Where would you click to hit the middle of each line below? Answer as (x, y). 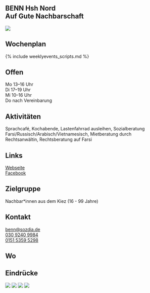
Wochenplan (26, 44)
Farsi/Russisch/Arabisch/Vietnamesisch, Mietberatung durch (68, 134)
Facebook (16, 173)
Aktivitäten (23, 116)
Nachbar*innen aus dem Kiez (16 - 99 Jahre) (52, 201)
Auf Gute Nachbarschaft (45, 16)
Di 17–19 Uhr (18, 90)
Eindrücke (21, 273)
